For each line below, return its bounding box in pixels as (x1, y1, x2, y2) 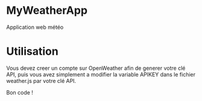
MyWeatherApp (6, 4, 88, 17)
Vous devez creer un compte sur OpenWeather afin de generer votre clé (6, 64, 186, 72)
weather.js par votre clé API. (6, 77, 77, 84)
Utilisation (6, 44, 58, 58)
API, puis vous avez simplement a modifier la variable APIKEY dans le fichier (6, 70, 196, 78)
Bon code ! (6, 88, 33, 96)
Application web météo (6, 23, 64, 31)
